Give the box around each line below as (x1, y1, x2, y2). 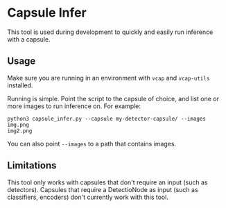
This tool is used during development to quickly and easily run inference (7, 28, 214, 36)
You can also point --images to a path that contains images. (7, 139, 177, 148)
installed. (7, 81, 33, 89)
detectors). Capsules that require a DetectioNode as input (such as (7, 185, 199, 193)
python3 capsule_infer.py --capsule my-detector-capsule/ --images (7, 115, 207, 122)
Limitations (7, 159, 57, 171)
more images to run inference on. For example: (7, 102, 141, 110)
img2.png (7, 127, 33, 135)
